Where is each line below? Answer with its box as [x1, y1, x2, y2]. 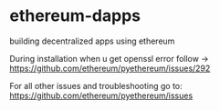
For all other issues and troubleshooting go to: [9, 80, 183, 91]
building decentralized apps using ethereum [9, 35, 175, 46]
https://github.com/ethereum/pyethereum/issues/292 [9, 63, 211, 74]
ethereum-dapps [9, 5, 141, 26]
